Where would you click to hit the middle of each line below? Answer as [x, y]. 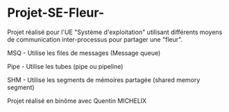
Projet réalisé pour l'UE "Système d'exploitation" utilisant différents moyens [115, 32]
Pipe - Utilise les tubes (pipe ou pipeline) [65, 66]
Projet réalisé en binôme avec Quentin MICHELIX [77, 101]
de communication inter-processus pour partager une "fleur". [95, 39]
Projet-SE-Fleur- [56, 13]
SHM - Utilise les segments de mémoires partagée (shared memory [104, 80]
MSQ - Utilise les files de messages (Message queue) [84, 53]
